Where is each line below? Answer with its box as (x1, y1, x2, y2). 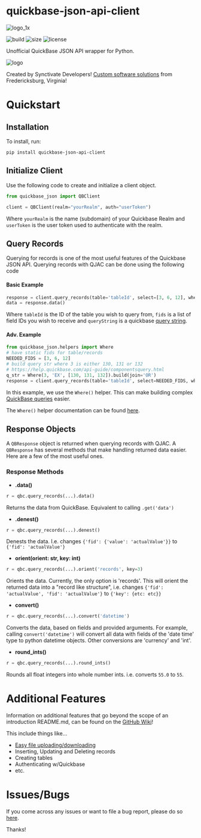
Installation (6, 122, 49, 132)
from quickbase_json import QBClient (6, 193, 100, 199)
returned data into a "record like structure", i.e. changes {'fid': (6, 583, 164, 591)
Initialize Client (6, 166, 63, 176)
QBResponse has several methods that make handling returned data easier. (6, 446, 187, 454)
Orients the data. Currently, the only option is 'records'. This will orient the (6, 577, 188, 585)
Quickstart (6, 98, 61, 112)
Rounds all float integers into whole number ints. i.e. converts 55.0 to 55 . (6, 671, 184, 678)
